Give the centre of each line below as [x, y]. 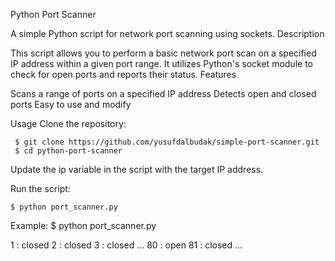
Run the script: [40, 188]
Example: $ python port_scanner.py [83, 225]
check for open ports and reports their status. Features [123, 74]
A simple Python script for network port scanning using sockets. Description [167, 33]
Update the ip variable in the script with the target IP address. [137, 169]
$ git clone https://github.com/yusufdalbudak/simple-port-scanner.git [167, 142]
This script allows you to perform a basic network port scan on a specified [163, 53]
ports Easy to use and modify [71, 104]
